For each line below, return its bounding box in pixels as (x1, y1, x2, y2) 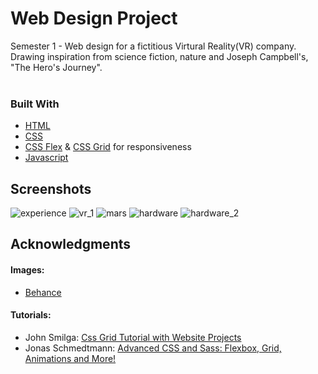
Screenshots (10, 180, 92, 197)
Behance (24, 286, 62, 298)
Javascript (24, 152, 69, 164)
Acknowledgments (10, 236, 132, 253)
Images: (10, 264, 45, 276)
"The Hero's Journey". (10, 61, 103, 73)
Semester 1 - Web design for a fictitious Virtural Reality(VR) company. (10, 40, 297, 52)
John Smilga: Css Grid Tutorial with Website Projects (24, 331, 242, 343)
